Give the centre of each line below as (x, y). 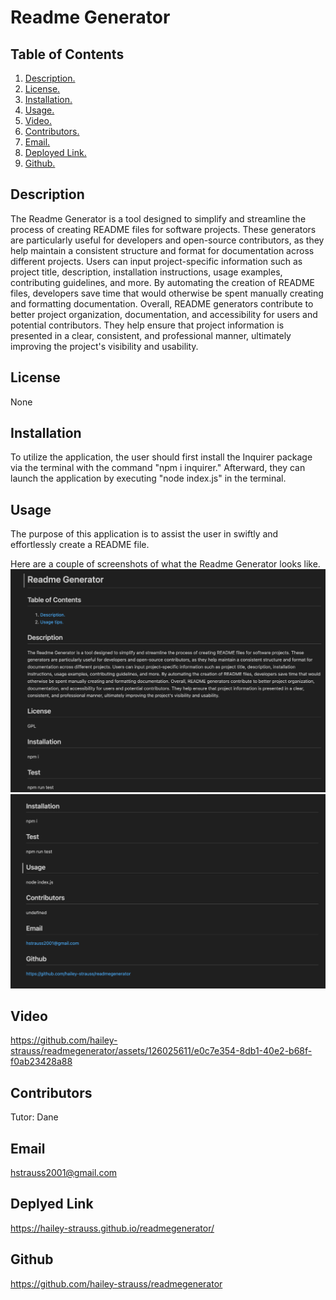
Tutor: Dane (34, 1117)
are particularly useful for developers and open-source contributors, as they (167, 240)
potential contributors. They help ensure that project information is (147, 325)
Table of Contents (67, 54)
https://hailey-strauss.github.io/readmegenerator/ (112, 1228)
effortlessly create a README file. (80, 545)
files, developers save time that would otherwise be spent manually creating (167, 293)
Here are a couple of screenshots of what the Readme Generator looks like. (165, 564)
